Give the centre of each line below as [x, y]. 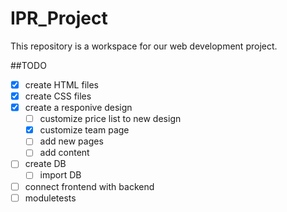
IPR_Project [59, 18]
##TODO [28, 65]
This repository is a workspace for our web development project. [144, 46]
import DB [60, 175]
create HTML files [61, 84]
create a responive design [78, 108]
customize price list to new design [110, 119]
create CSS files [58, 96]
